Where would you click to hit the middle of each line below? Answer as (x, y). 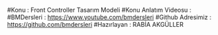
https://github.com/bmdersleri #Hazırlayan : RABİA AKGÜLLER (95, 24)
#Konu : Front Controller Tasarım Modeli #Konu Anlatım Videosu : (99, 10)
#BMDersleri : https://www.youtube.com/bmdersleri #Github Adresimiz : (109, 17)
